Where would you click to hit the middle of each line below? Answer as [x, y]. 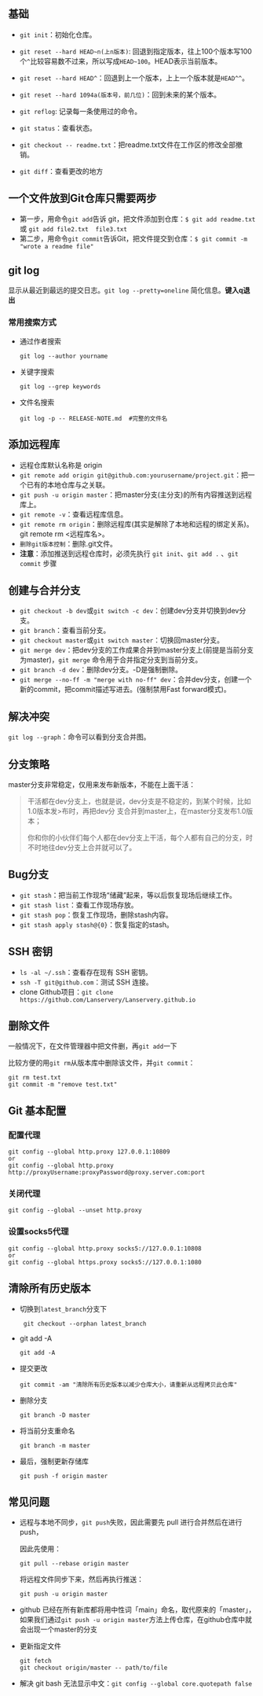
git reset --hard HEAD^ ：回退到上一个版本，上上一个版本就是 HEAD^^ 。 [134, 78]
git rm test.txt [35, 1078]
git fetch [36, 1661]
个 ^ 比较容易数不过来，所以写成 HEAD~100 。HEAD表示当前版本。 [121, 61]
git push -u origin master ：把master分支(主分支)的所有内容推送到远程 [136, 495]
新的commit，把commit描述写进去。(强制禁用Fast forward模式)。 [125, 690]
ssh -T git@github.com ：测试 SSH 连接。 [86, 982]
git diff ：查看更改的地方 [61, 171]
